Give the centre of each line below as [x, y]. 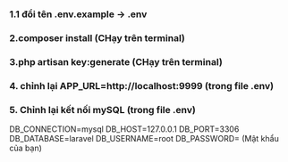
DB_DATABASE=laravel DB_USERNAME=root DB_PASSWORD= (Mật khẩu [144, 138]
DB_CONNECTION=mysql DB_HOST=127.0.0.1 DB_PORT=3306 [124, 129]
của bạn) [26, 148]
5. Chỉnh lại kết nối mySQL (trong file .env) [103, 109]
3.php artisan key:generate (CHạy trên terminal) [116, 61]
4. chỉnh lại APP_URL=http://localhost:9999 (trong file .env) [142, 85]
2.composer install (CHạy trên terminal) [97, 37]
